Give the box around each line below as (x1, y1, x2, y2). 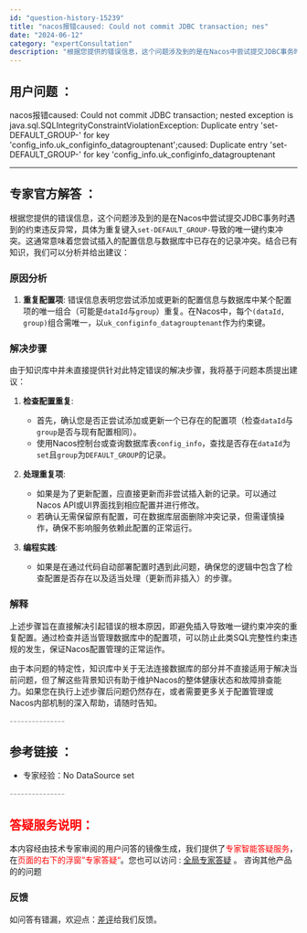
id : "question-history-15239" (9, 13, 125, 23)
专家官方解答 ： (9, 187, 97, 202)
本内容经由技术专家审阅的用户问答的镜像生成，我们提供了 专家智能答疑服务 (9, 843, 290, 854)
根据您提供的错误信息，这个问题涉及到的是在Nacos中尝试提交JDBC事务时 (9, 212, 288, 223)
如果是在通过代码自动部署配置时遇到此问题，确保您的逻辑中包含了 (36, 562, 285, 573)
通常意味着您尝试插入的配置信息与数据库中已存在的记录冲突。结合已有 (33, 235, 298, 246)
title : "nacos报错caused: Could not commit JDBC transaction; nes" (9, 22, 270, 31)
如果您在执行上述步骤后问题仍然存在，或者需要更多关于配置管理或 (25, 685, 274, 696)
